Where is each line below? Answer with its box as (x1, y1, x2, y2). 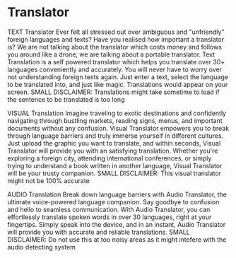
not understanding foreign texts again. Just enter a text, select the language (7, 72, 228, 81)
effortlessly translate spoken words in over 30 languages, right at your (7, 213, 212, 221)
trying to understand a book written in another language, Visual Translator (7, 161, 223, 170)
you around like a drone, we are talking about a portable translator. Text (7, 50, 216, 59)
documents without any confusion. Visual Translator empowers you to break (7, 124, 230, 132)
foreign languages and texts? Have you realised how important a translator (7, 35, 225, 43)
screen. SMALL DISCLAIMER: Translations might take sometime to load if (7, 88, 220, 96)
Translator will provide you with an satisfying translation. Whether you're (7, 146, 218, 155)
